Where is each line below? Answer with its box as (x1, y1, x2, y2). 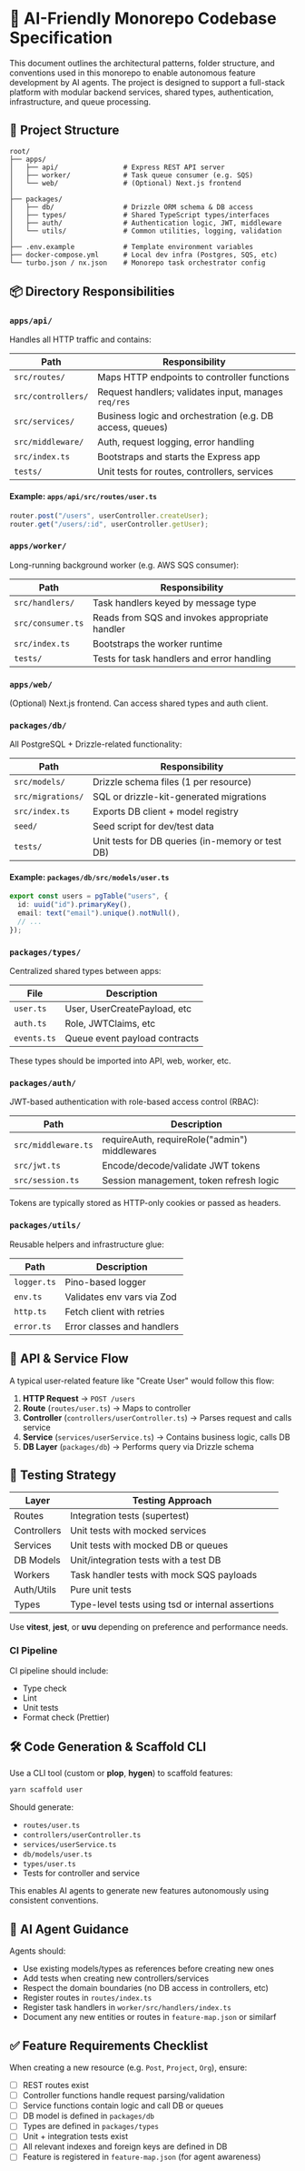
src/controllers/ (14, 391, 89, 402)
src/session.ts (14, 1175, 80, 1186)
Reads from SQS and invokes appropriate (92, 611, 270, 624)
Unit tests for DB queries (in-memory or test (92, 835, 282, 848)
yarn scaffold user (9, 1785, 84, 1794)
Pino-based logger (64, 1275, 147, 1288)
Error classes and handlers (64, 1320, 180, 1332)
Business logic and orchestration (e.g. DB (96, 409, 274, 422)
